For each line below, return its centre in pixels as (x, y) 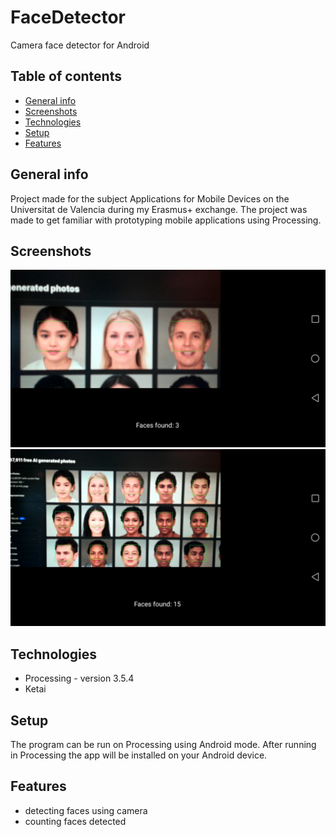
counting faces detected (75, 821)
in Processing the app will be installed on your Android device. (139, 755)
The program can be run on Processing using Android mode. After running (163, 744)
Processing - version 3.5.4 (79, 678)
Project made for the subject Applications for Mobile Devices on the (150, 198)
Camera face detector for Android (80, 45)
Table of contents (66, 76)
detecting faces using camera (86, 810)
